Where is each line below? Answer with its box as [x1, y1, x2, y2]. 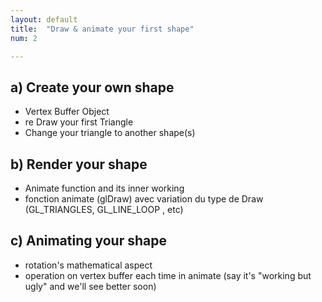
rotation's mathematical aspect [24, 259, 153, 271]
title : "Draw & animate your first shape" [10, 24, 195, 34]
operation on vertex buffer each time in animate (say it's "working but [24, 269, 312, 281]
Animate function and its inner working [24, 182, 185, 194]
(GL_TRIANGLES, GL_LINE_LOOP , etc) [24, 204, 184, 215]
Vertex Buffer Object [24, 106, 110, 118]
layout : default [10, 14, 78, 25]
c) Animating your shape [10, 232, 167, 250]
